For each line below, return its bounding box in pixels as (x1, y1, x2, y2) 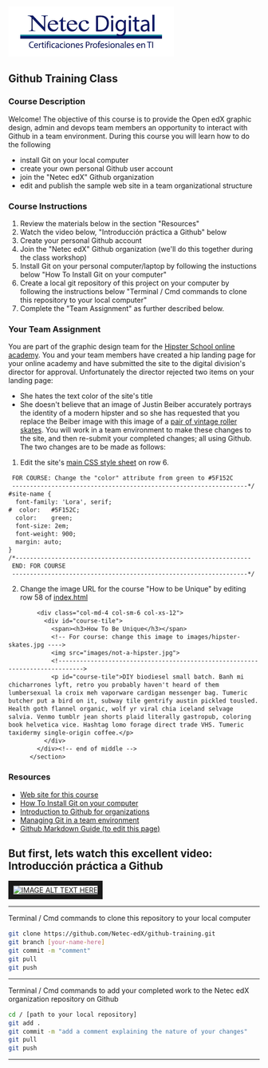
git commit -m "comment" (8, 946, 91, 955)
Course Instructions (8, 201, 88, 212)
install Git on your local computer (19, 155, 129, 165)
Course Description (8, 96, 86, 107)
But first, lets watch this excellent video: (8, 847, 213, 860)
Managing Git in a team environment (19, 815, 140, 825)
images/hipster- (186, 633, 241, 641)
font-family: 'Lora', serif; (15, 498, 112, 506)
